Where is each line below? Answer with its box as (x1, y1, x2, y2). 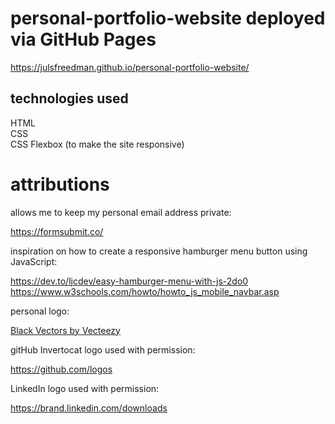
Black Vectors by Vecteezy (10, 324, 121, 336)
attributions (10, 173, 110, 196)
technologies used (10, 90, 129, 107)
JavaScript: (10, 255, 58, 267)
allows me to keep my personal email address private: (10, 206, 232, 218)
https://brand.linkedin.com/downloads (10, 402, 168, 414)
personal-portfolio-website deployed (10, 7, 326, 30)
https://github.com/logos (10, 363, 113, 375)
